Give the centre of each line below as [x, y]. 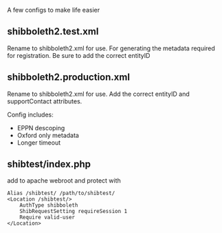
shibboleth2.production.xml [69, 78]
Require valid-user [47, 217]
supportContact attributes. [45, 101]
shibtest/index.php [49, 164]
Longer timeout [38, 142]
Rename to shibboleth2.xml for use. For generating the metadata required [111, 48]
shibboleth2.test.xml [53, 31]
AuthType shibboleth [49, 205]
